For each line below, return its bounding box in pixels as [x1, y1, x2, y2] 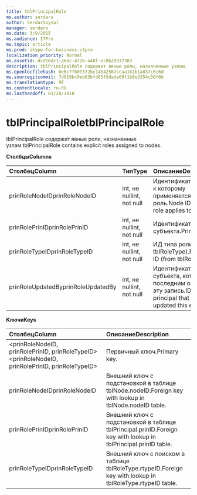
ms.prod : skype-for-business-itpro [6, 47, 93, 53]
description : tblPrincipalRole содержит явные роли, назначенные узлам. [6, 63, 188, 69]
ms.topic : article [6, 42, 51, 48]
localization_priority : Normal [6, 52, 83, 58]
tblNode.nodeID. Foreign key [106, 386, 184, 394]
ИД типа [153, 240, 178, 248]
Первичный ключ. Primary [106, 347, 179, 356]
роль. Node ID [153, 199, 191, 207]
